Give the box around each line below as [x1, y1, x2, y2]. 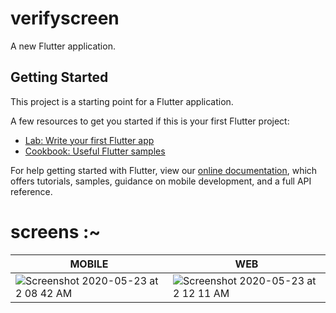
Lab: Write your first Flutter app [24, 134, 155, 146]
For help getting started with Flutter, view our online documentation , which [10, 164, 318, 176]
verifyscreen [10, 7, 120, 30]
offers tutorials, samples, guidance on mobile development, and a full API [10, 175, 312, 187]
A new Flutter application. [10, 40, 116, 52]
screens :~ [10, 220, 102, 243]
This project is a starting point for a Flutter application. [10, 95, 234, 107]
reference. [10, 185, 53, 197]
